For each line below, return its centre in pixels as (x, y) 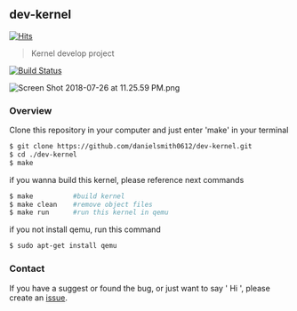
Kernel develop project (72, 53)
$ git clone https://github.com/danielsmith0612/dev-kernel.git (131, 147)
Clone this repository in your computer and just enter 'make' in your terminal (149, 130)
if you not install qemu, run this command (85, 229)
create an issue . (39, 298)
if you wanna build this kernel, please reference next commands (127, 179)
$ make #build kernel (67, 196)
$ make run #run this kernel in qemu (89, 212)
